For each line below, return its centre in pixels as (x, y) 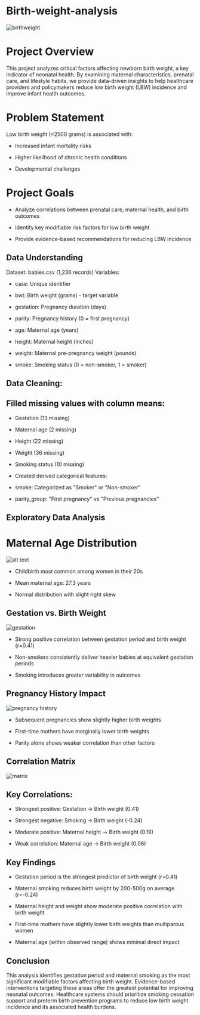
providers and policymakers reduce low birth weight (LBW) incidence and (96, 87)
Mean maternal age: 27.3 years (53, 583)
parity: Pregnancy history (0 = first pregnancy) (72, 318)
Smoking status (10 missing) (50, 464)
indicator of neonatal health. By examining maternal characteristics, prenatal (100, 74)
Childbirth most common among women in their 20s (79, 572)
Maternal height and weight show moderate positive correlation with (99, 906)
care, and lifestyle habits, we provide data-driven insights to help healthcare (100, 81)
